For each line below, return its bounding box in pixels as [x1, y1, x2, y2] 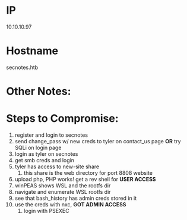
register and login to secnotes [14, 131, 88, 139]
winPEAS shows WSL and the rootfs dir [14, 182, 111, 189]
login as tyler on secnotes [14, 150, 78, 158]
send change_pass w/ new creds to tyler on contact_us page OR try [14, 138, 181, 144]
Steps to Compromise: [6, 112, 119, 125]
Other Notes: [6, 84, 71, 98]
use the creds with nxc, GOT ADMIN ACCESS [14, 201, 126, 208]
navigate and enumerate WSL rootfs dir [14, 188, 111, 195]
